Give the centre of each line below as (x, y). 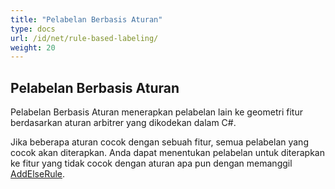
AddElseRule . (38, 174)
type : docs (33, 29)
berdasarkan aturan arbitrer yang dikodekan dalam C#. (123, 123)
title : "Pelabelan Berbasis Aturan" (86, 19)
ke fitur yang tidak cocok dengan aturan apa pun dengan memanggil (151, 163)
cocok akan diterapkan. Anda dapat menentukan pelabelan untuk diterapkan (167, 153)
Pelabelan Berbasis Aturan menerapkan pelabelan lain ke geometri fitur (156, 112)
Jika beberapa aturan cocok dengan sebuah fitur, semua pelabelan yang (159, 142)
